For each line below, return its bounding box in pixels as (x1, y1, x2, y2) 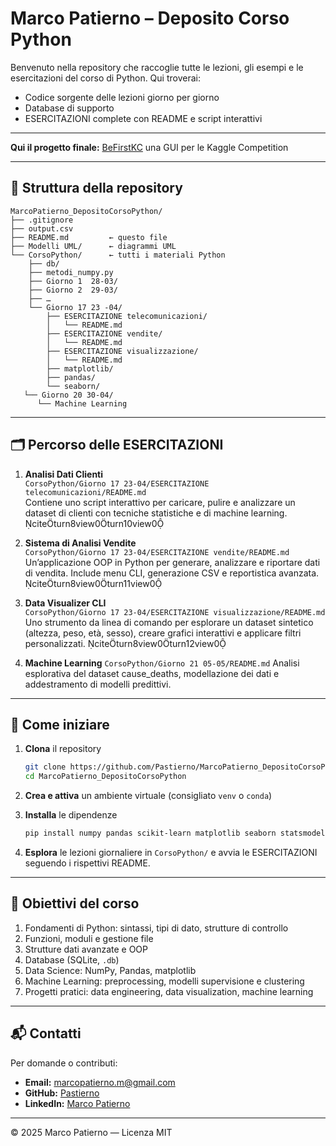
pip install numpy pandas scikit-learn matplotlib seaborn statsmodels (24, 828, 330, 839)
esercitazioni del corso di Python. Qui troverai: (10, 72, 201, 84)
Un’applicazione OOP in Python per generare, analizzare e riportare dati (24, 556, 321, 568)
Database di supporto (24, 102, 115, 114)
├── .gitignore (10, 215, 74, 225)
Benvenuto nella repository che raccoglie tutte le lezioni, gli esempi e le (10, 61, 304, 73)
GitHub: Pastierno (24, 1087, 100, 1099)
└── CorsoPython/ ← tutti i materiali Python (10, 250, 226, 260)
